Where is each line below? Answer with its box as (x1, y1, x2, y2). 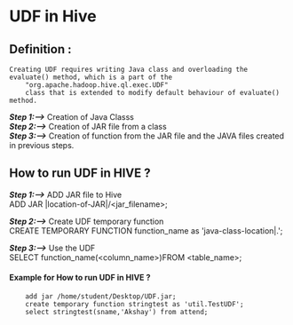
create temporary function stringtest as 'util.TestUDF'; (25, 300, 244, 309)
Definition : (9, 42, 72, 57)
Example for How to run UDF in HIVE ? (9, 273, 151, 283)
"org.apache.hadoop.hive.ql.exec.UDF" (25, 81, 169, 90)
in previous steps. (9, 140, 75, 150)
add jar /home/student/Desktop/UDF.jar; (25, 292, 177, 301)
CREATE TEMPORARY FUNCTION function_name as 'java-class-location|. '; (9, 225, 283, 236)
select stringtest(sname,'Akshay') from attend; (25, 308, 209, 317)
